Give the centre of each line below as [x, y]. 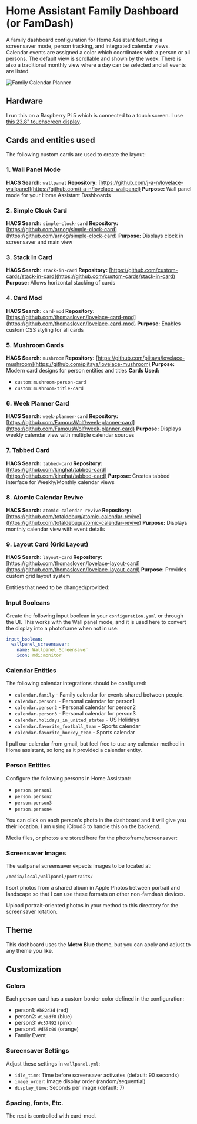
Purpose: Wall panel [167, 189]
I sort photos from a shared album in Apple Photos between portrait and [93, 887]
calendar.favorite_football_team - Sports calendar [77, 726]
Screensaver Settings [38, 1051]
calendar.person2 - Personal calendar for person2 [75, 707]
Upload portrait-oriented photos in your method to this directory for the [92, 905]
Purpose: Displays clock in [151, 236]
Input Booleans [28, 603]
